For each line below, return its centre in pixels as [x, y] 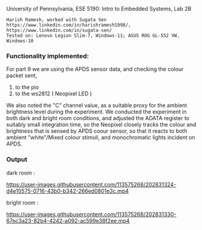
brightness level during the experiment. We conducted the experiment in [96, 112]
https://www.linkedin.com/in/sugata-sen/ [59, 30]
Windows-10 [20, 41]
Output [17, 159]
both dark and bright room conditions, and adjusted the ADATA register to [98, 118]
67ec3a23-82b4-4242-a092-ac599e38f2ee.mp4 [68, 220]
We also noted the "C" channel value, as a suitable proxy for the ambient [97, 106]
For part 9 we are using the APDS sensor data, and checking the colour [95, 69]
